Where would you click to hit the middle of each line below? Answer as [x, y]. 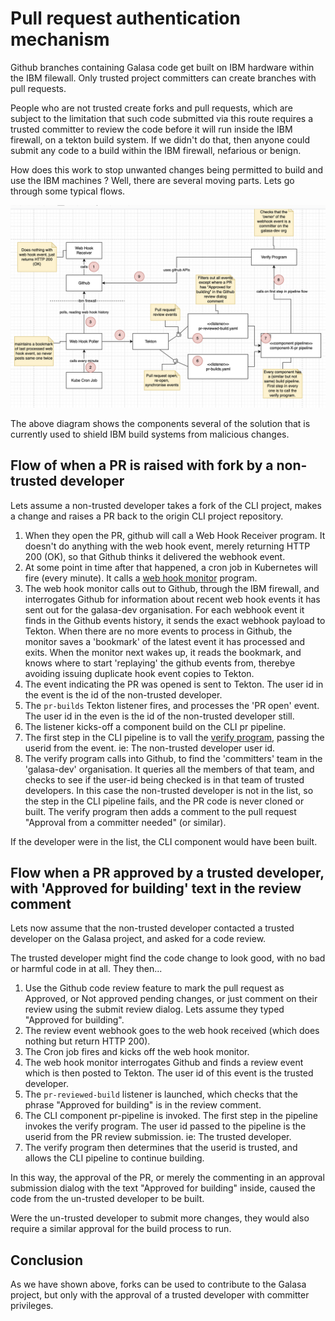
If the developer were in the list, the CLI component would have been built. [164, 841]
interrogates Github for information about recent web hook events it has [172, 599]
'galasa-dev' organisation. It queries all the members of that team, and [169, 769]
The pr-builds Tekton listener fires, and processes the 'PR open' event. [172, 705]
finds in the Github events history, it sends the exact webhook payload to [175, 620]
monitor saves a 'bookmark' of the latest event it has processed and [165, 641]
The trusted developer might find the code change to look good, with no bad [168, 958]
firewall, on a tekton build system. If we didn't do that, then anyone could [160, 139]
